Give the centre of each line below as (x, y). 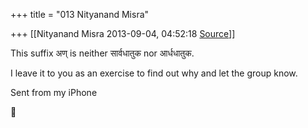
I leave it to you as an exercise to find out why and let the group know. (154, 73)
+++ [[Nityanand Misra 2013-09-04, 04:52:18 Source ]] (123, 33)
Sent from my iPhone (54, 92)
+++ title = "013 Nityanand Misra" (80, 14)
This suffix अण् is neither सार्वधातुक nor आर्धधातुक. (102, 53)
